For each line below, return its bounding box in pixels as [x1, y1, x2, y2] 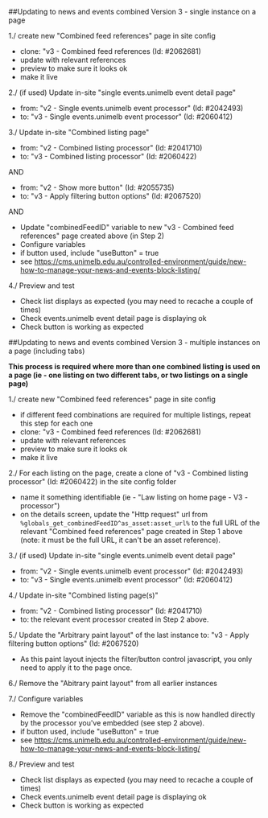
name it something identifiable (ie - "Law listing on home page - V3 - [19, 492, 248, 502]
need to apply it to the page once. [19, 663, 133, 672]
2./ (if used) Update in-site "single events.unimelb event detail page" [8, 88, 236, 97]
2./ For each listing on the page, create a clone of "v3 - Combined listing [8, 468, 249, 478]
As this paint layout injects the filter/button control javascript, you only [19, 655, 253, 664]
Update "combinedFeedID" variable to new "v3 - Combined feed [19, 223, 235, 232]
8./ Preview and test [8, 759, 75, 769]
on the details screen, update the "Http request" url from [19, 510, 208, 519]
